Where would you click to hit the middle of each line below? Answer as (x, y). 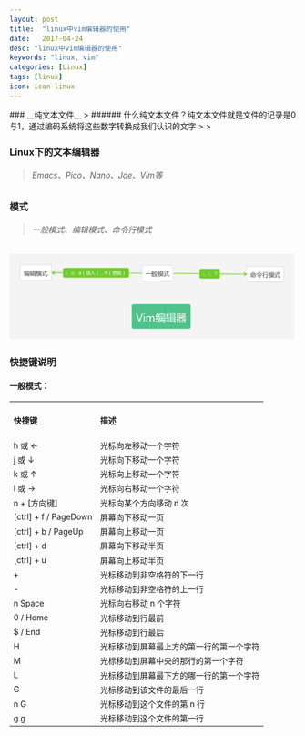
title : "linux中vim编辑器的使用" (70, 29)
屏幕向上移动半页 (132, 560)
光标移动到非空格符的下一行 (152, 575)
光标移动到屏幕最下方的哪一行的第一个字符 (180, 675)
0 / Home (30, 618)
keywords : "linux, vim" (55, 58)
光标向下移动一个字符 (140, 459)
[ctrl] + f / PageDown (53, 517)
